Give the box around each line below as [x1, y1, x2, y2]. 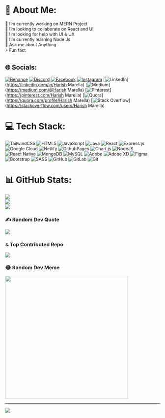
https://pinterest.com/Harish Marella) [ [6, 92, 84, 98]
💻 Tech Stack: [5, 121, 66, 132]
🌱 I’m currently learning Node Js [5, 36, 71, 42]
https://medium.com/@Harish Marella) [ [6, 87, 87, 93]
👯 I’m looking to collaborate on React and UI [5, 26, 94, 32]
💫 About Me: [5, 4, 57, 16]
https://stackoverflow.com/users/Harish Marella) [6, 102, 105, 108]
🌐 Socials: [5, 64, 37, 72]
